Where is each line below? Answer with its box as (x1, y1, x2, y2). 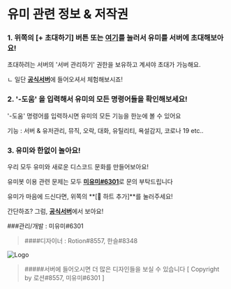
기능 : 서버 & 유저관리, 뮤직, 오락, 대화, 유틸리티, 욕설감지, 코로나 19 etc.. (7, 126, 204, 134)
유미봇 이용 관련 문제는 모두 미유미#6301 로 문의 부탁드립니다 (7, 178, 173, 186)
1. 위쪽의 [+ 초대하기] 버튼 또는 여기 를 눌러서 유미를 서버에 (7, 33, 190, 42)
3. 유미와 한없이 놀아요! (7, 146, 81, 155)
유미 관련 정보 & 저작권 (7, 6, 129, 22)
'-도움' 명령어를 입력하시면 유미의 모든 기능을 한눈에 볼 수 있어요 (7, 111, 181, 120)
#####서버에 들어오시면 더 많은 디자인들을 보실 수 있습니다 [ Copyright (24, 265, 220, 274)
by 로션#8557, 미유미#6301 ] (24, 274, 105, 282)
